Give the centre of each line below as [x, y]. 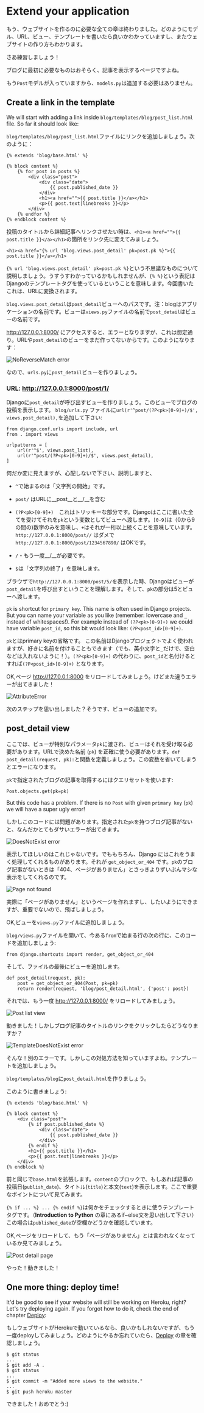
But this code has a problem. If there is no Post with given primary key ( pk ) [100, 802]
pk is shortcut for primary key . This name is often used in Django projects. [99, 609]
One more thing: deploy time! [63, 1287]
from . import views [33, 435]
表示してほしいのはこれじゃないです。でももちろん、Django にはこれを [96, 854]
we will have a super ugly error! [46, 809]
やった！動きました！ [33, 1268]
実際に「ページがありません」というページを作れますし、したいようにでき [100, 902]
